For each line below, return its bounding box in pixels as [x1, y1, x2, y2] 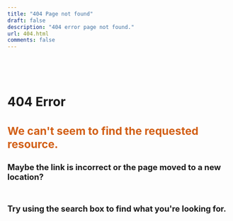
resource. [7, 137, 59, 152]
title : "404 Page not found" [7, 10, 93, 18]
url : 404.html [7, 30, 50, 37]
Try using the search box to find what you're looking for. [7, 203, 227, 214]
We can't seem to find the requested [7, 124, 199, 138]
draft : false [7, 17, 46, 24]
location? [7, 171, 44, 182]
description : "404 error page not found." [7, 23, 135, 30]
